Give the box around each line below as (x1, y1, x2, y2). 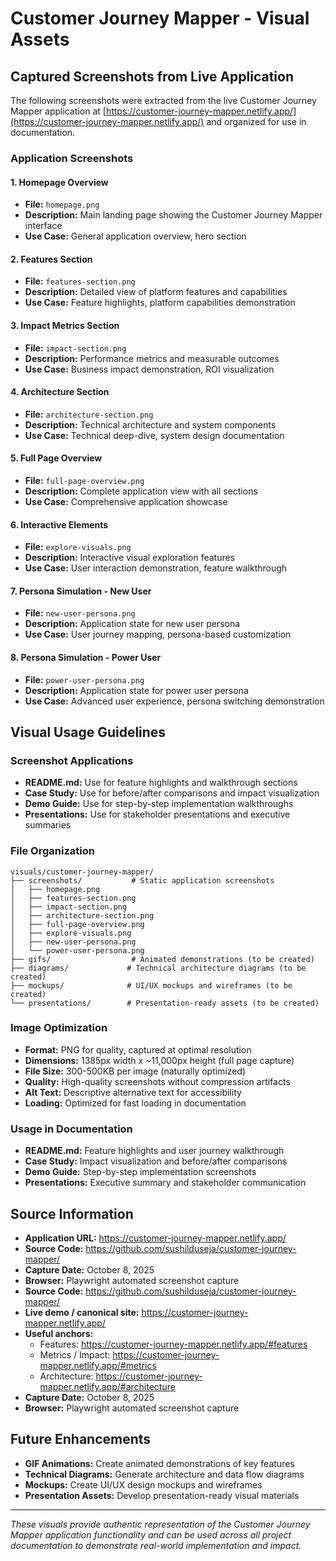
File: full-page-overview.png (24, 474, 145, 486)
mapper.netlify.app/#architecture (39, 1380, 176, 1392)
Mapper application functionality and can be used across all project (10, 1528, 292, 1541)
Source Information (10, 1205, 134, 1222)
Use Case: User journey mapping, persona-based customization (24, 628, 292, 641)
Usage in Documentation (10, 1122, 133, 1136)
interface (24, 220, 63, 232)
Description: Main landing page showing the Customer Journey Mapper (24, 209, 323, 221)
